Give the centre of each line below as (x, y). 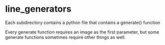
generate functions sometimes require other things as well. (65, 37)
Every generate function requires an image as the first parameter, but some (82, 32)
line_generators (38, 9)
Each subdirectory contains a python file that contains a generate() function (83, 22)
